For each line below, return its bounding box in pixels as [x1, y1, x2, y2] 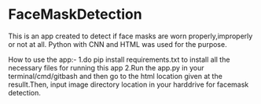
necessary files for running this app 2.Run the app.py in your [8, 63, 204, 72]
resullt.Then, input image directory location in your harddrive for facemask [8, 80, 249, 89]
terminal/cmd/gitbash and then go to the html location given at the [8, 71, 222, 81]
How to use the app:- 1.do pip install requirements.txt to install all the [8, 55, 230, 64]
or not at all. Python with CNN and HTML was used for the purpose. [8, 39, 227, 48]
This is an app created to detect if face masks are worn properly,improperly [8, 31, 253, 41]
